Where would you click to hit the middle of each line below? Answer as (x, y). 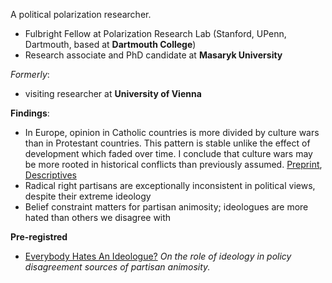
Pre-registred (39, 237)
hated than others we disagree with (98, 217)
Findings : (30, 113)
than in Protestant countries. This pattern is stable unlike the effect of (167, 143)
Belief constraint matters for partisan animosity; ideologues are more (166, 207)
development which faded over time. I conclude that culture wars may (168, 153)
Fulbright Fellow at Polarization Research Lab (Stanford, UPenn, (155, 33)
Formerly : (30, 74)
